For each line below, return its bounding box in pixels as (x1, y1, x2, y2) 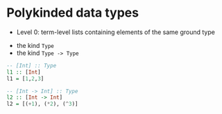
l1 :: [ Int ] (6, 68, 41, 76)
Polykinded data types (6, 5, 139, 21)
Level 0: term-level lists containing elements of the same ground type (16, 28, 216, 36)
